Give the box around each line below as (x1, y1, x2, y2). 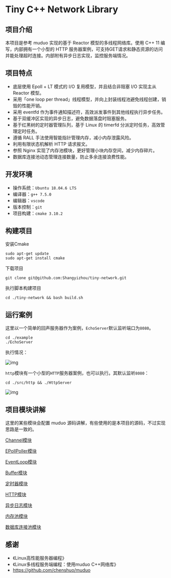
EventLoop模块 (5, 459, 37, 465)
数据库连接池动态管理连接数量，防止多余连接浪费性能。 (12, 153, 129, 159)
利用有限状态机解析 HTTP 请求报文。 (12, 141, 90, 147)
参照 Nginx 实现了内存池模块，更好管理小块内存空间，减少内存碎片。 (12, 147, 158, 153)
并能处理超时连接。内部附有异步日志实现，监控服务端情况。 (5, 53, 131, 58)
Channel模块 (5, 437, 32, 443)
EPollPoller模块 (5, 448, 37, 454)
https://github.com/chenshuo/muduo (12, 567, 91, 573)
